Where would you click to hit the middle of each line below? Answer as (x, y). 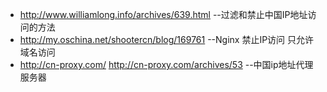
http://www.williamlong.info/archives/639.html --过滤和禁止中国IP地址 (163, 14)
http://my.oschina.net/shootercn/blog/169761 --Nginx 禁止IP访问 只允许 (167, 39)
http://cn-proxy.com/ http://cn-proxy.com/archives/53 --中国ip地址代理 (166, 64)
